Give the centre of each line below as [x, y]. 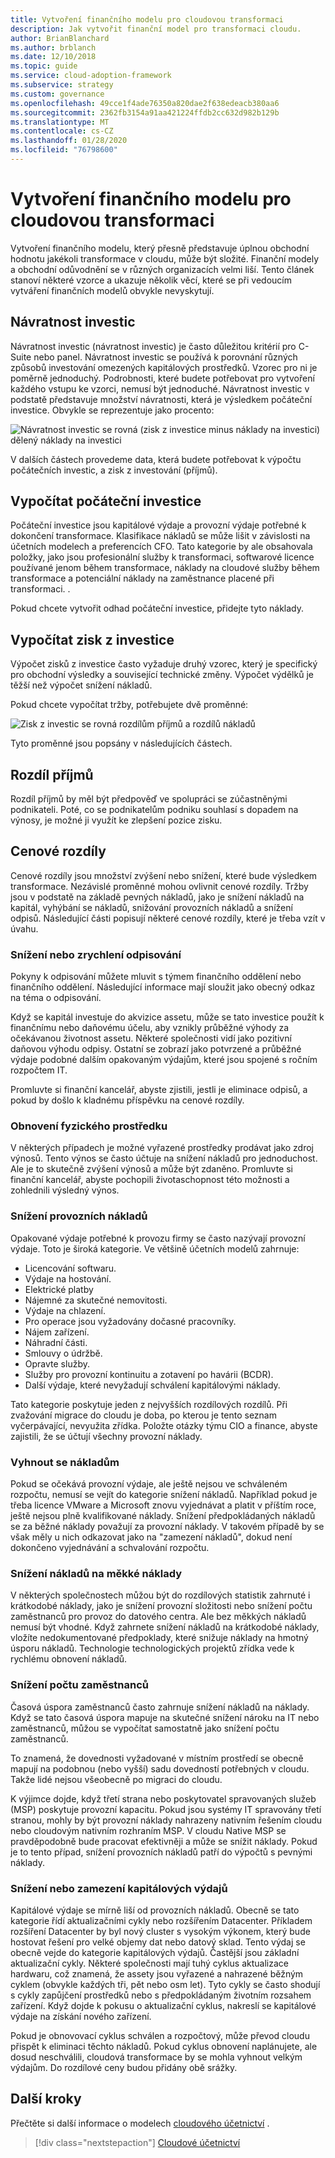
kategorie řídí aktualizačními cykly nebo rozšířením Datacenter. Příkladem [161, 1920]
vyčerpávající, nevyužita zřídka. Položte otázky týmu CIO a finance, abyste [164, 1425]
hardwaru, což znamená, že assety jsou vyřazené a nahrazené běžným [157, 1973]
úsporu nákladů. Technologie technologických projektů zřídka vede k [152, 1648]
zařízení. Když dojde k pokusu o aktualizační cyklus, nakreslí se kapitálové [163, 2005]
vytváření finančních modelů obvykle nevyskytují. [112, 290]
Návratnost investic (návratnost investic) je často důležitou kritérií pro [153, 346]
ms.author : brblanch [53, 47]
